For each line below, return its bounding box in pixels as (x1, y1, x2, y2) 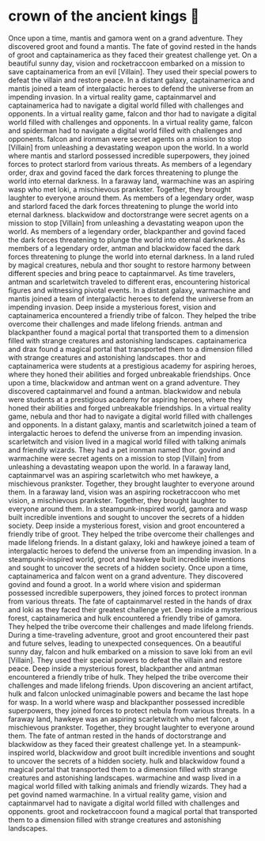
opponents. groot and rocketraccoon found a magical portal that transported (8, 806, 258, 816)
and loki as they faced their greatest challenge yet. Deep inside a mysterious (8, 604, 258, 614)
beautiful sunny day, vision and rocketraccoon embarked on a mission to (8, 59, 245, 68)
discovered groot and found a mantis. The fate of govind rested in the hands (8, 41, 257, 51)
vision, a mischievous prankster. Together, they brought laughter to (8, 495, 227, 505)
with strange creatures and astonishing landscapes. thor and (8, 352, 206, 362)
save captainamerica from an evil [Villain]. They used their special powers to (8, 66, 257, 76)
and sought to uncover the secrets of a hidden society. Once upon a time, (8, 563, 248, 572)
